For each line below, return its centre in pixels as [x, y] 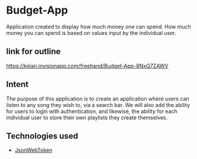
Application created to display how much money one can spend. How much [99, 27]
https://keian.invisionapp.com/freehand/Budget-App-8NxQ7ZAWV [87, 66]
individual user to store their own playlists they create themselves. [87, 117]
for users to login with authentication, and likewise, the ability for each [92, 111]
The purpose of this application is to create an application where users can [98, 99]
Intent [17, 84]
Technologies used [42, 136]
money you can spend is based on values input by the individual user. [91, 33]
